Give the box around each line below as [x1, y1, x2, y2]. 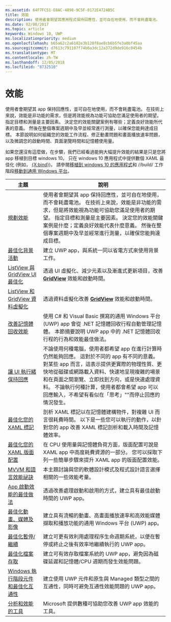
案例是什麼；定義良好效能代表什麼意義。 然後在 [43, 222, 157, 229]
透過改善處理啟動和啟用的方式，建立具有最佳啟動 [43, 487, 160, 494]
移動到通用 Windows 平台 [14, 168, 68, 174]
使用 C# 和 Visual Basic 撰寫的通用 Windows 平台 [43, 313, 161, 320]
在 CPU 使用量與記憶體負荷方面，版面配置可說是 [43, 441, 159, 448]
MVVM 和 [8, 466, 31, 473]
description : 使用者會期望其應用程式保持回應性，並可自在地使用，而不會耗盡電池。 [5, 17, 160, 22]
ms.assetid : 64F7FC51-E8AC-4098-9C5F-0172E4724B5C [5, 7, 115, 13]
